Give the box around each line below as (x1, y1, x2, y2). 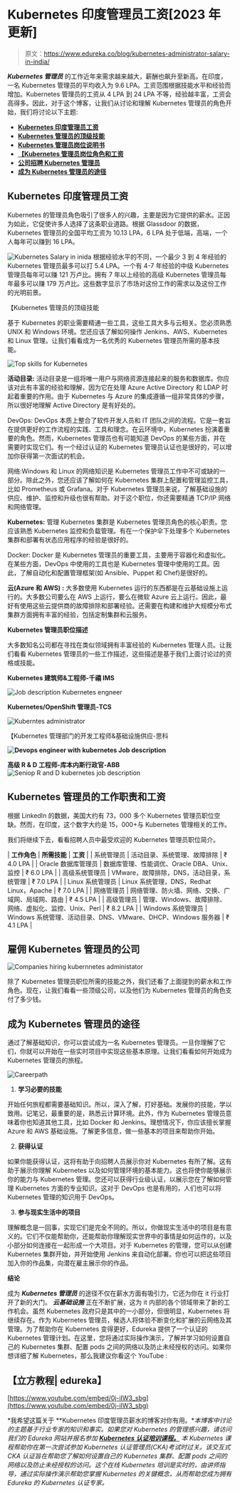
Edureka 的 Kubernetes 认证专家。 (7, 1479, 108, 1487)
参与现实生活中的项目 (17, 1208, 80, 1216)
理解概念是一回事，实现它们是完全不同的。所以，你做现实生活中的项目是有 (7, 1223, 226, 1232)
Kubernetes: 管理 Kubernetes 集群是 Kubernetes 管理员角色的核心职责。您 (7, 518, 228, 526)
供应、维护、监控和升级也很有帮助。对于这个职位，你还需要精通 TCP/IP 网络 (7, 493, 231, 502)
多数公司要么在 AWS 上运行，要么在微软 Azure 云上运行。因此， (31, 592, 221, 601)
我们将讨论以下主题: (19, 108, 78, 116)
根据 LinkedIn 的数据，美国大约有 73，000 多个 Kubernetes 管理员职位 (7, 811, 215, 820)
